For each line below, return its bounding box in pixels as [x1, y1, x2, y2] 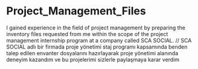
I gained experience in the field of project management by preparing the [6, 24, 186, 31]
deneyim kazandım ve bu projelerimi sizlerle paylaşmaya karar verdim [6, 56, 180, 63]
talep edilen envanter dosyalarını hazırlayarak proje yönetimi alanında [6, 49, 179, 56]
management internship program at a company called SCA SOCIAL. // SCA [6, 37, 192, 44]
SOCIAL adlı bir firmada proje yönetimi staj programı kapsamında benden [6, 43, 188, 50]
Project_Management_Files [6, 4, 146, 18]
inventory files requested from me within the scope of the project [6, 30, 168, 37]
